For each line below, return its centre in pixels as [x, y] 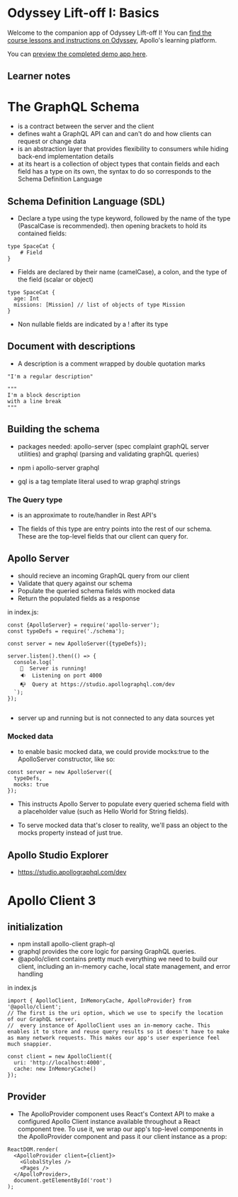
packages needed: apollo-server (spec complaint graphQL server [113, 446]
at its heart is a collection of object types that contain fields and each [118, 164]
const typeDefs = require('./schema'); [66, 631]
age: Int [27, 299]
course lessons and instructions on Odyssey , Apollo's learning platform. [112, 40]
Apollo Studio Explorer [58, 855]
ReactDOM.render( [33, 1150]
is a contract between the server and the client [86, 126]
